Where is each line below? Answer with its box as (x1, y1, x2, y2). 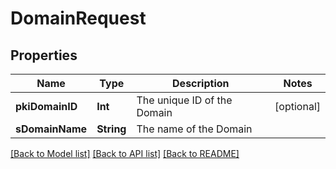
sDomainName (15, 122, 88, 136)
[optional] (274, 100, 321, 113)
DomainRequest (10, 7, 147, 30)
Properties (10, 47, 78, 64)
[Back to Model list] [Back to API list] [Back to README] (10, 148, 240, 159)
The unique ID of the (136, 93, 233, 107)
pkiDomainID (15, 100, 78, 113)
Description (172, 77, 230, 90)
